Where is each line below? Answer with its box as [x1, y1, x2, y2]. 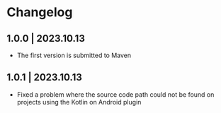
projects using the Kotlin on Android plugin [16, 97, 142, 106]
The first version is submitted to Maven [16, 51, 132, 59]
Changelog [6, 4, 73, 20]
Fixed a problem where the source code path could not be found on [16, 90, 215, 99]
